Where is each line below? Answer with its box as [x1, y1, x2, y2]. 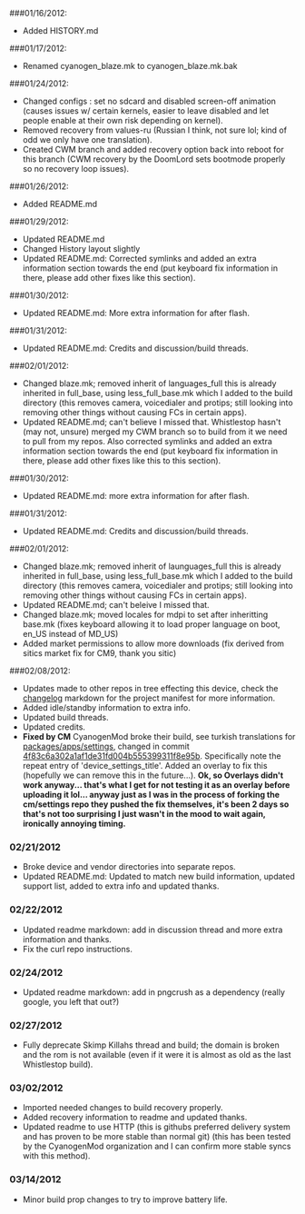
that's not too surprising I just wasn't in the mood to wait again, [22, 809, 266, 819]
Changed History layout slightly [22, 244, 141, 254]
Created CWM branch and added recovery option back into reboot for [22, 144, 284, 154]
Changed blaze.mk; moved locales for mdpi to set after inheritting [22, 609, 269, 620]
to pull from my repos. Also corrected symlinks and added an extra [22, 436, 272, 446]
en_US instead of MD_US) [22, 629, 119, 639]
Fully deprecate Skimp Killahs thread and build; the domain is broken [22, 1040, 280, 1050]
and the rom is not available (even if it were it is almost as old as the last [22, 1050, 291, 1060]
